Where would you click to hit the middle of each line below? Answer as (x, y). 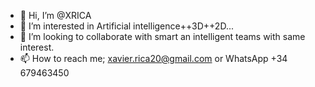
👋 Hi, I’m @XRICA (55, 15)
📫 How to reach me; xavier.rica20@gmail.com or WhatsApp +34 (153, 58)
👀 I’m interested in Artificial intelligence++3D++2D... (126, 26)
